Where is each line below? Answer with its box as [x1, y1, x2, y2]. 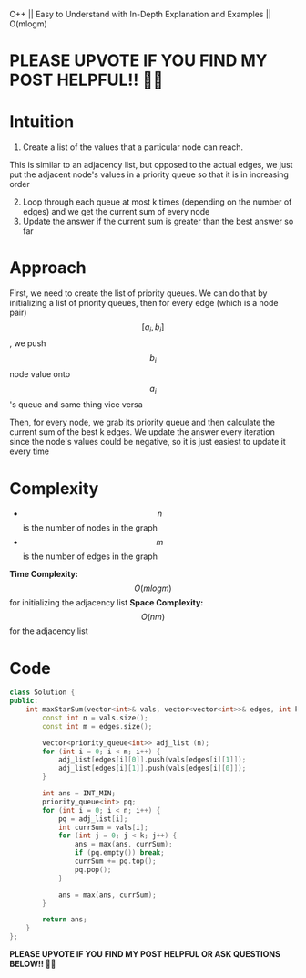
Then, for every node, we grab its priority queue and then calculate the [9, 416, 276, 428]
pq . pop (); [74, 865, 112, 874]
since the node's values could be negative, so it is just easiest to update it [9, 436, 286, 447]
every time [9, 446, 50, 457]
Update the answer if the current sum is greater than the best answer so [22, 216, 294, 227]
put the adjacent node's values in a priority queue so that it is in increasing [9, 169, 290, 180]
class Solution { [9, 688, 76, 698]
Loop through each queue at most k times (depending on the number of [22, 196, 292, 207]
